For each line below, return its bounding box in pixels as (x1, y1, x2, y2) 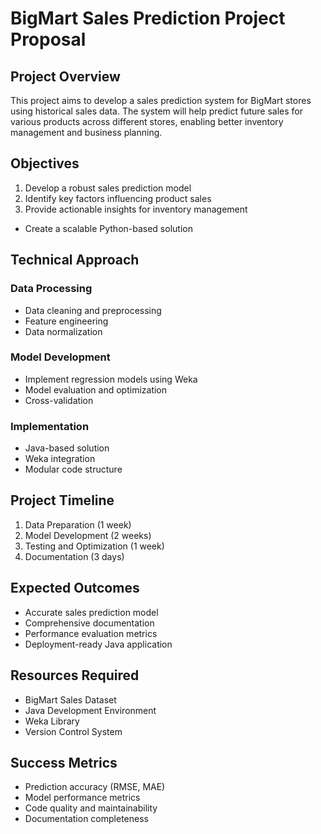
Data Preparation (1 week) (24, 518, 132, 531)
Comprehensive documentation (24, 617, 155, 629)
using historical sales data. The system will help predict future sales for (10, 105, 303, 117)
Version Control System (24, 725, 123, 737)
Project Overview (10, 68, 121, 85)
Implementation (10, 419, 90, 433)
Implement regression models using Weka (24, 373, 198, 385)
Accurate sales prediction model (24, 606, 159, 618)
